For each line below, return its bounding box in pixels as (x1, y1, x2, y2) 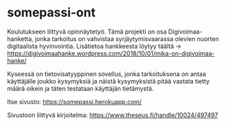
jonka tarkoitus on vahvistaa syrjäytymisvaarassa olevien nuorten (35, 34, 219, 42)
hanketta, (7, 34, 34, 42)
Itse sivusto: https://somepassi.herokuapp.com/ (7, 97, 142, 105)
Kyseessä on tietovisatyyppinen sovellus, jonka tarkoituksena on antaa (7, 70, 207, 78)
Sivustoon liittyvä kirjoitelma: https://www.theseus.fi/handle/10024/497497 (7, 111, 218, 119)
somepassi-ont (7, 5, 96, 21)
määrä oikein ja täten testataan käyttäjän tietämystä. (7, 84, 154, 92)
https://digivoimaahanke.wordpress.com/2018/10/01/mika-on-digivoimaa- (7, 49, 215, 58)
